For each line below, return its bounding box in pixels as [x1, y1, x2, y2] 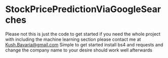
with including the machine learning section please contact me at [5, 36, 141, 42]
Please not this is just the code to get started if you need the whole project [5, 31, 161, 37]
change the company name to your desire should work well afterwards [5, 47, 153, 53]
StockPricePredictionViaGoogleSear [5, 4, 161, 15]
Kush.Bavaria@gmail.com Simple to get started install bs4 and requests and [5, 41, 163, 47]
